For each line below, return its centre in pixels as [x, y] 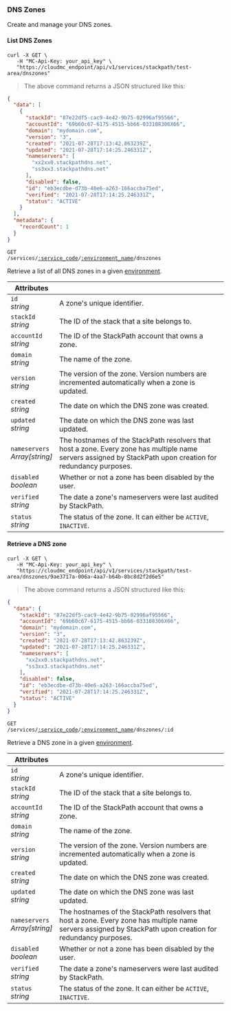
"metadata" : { [33, 221]
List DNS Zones [30, 40]
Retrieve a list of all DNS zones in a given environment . [85, 271]
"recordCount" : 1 [44, 227]
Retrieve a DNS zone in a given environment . [70, 742]
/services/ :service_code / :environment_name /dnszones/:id [90, 730]
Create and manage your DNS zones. [60, 25]
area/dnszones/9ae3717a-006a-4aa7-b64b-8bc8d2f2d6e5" [86, 577]
